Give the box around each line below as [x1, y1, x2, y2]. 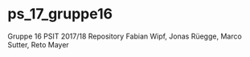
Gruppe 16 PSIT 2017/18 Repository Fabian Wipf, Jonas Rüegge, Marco [7, 31, 242, 41]
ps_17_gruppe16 [7, 5, 113, 23]
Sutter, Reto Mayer [7, 39, 69, 49]
